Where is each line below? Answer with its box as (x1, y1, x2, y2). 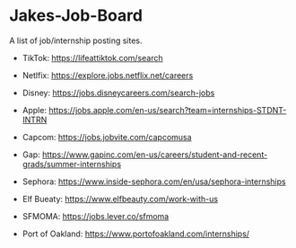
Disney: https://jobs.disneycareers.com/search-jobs (22, 87, 215, 98)
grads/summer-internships (22, 158, 122, 169)
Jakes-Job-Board (9, 5, 144, 26)
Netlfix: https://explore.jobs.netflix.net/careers (22, 69, 194, 81)
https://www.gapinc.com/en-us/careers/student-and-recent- (41, 149, 268, 160)
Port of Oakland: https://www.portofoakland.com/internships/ (22, 228, 249, 239)
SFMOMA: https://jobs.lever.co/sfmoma (22, 210, 170, 221)
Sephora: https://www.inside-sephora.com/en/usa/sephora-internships (22, 176, 286, 187)
